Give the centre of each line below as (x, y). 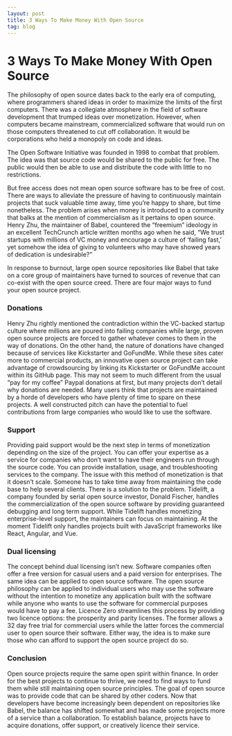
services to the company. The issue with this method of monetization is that (115, 474)
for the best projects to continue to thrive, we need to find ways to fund (109, 680)
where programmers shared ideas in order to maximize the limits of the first (115, 102)
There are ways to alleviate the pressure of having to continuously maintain (114, 196)
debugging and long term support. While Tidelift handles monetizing (105, 511)
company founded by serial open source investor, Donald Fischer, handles (113, 496)
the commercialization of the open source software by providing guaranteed (116, 503)
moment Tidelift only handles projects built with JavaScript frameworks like (115, 526)
